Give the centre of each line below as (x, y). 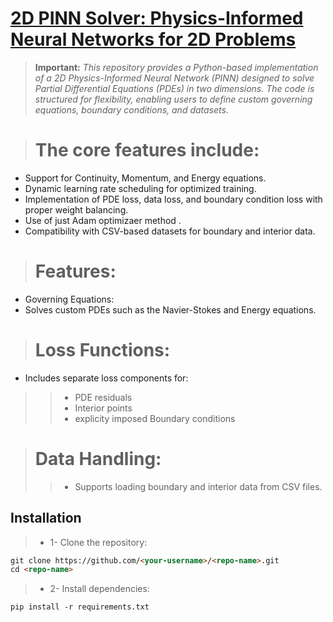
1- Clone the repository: (98, 542)
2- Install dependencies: (99, 589)
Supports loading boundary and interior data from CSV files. (198, 486)
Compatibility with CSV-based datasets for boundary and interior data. (170, 231)
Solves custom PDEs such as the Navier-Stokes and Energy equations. (170, 309)
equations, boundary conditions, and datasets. (131, 109)
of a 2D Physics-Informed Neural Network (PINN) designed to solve (174, 78)
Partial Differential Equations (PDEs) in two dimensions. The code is (174, 88)
